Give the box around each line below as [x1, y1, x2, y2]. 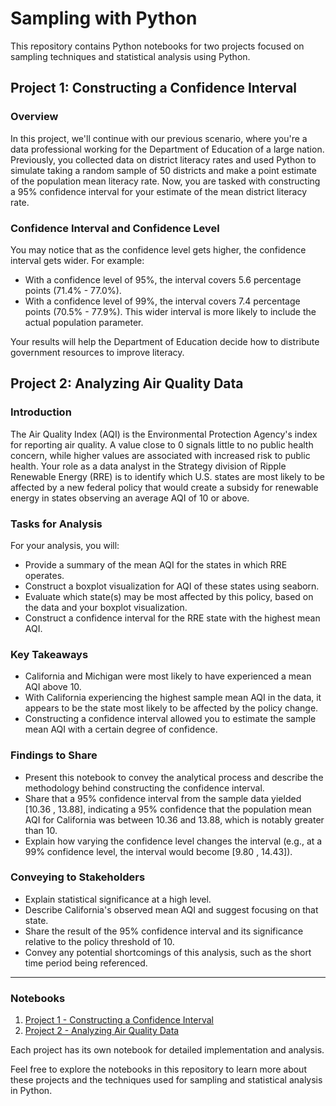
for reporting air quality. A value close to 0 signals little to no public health [10, 438, 314, 451]
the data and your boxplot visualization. [24, 601, 188, 613]
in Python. [10, 1085, 53, 1097]
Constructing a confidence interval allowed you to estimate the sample [24, 713, 317, 725]
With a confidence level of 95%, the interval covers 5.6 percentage [24, 273, 302, 286]
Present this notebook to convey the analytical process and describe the [24, 771, 324, 783]
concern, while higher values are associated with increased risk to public [10, 449, 311, 461]
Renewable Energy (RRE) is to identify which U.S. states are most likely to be [10, 470, 325, 482]
